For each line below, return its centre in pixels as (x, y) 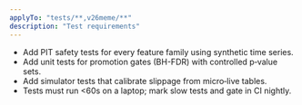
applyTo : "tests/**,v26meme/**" (70, 18)
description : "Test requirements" (75, 26)
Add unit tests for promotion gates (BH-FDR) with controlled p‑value (150, 62)
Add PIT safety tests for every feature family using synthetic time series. (158, 52)
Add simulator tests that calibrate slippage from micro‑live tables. (145, 81)
